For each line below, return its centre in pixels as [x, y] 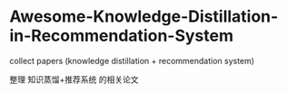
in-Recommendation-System [122, 36]
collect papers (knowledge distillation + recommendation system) [132, 60]
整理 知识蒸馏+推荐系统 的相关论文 [74, 79]
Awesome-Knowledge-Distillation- [144, 17]
